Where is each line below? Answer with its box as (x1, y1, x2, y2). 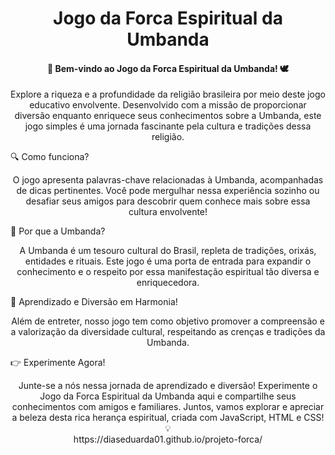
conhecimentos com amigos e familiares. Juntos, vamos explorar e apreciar (11, 401, 325, 413)
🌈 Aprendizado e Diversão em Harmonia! (10, 296, 178, 308)
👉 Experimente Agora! (10, 357, 106, 369)
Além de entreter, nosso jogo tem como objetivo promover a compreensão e (11, 315, 325, 327)
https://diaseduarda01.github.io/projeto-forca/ (73, 433, 263, 446)
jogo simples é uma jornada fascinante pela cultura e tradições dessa (24, 120, 312, 132)
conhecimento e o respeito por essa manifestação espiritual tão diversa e (16, 266, 320, 278)
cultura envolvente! (128, 206, 208, 218)
